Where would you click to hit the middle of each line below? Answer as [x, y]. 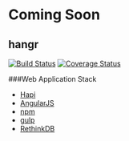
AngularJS [37, 103]
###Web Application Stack [52, 79]
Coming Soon [54, 15]
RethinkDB [37, 129]
